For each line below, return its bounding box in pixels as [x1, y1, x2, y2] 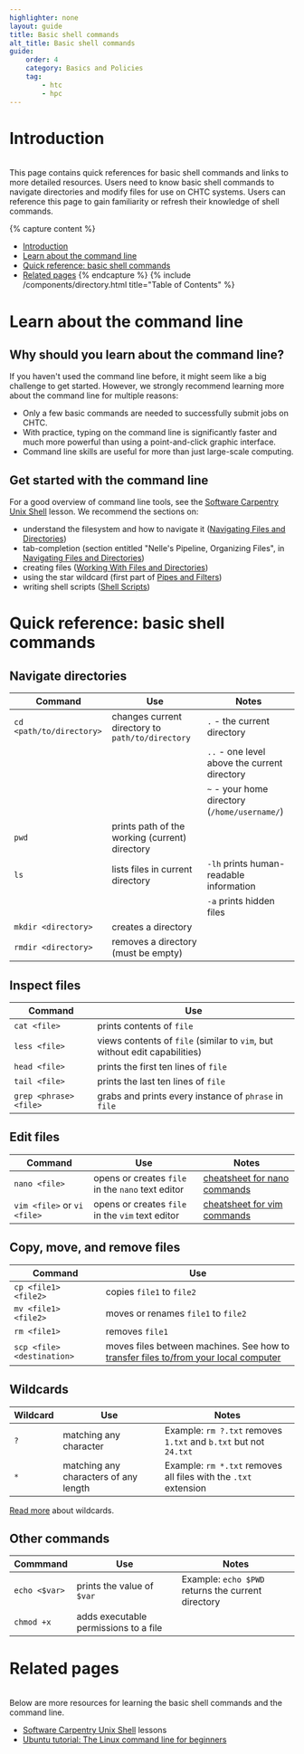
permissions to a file [76, 1622, 163, 1635]
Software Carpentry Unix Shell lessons [22, 1725, 167, 1736]
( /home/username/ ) [206, 806, 284, 818]
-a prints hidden [206, 895, 275, 908]
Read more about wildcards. [9, 1504, 115, 1516]
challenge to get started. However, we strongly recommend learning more [9, 381, 285, 392]
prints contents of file [97, 1020, 194, 1033]
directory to [111, 721, 161, 734]
